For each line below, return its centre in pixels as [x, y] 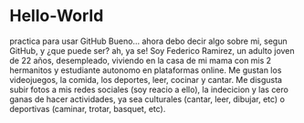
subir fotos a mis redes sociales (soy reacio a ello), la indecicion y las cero [149, 89]
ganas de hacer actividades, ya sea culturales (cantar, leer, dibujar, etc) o [147, 99]
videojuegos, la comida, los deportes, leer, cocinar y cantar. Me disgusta [146, 79]
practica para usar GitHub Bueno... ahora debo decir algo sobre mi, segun [148, 41]
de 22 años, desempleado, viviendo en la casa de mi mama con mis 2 [141, 60]
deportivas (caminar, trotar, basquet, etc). [88, 108]
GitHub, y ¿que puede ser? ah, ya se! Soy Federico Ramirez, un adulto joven [152, 50]
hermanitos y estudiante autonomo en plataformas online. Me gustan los [146, 70]
